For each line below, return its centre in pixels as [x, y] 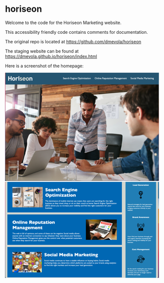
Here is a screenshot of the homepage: [44, 66]
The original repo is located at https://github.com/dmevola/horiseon [73, 41]
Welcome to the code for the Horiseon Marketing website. [63, 23]
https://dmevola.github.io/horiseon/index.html [51, 56]
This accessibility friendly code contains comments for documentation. [76, 32]
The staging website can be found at [42, 51]
